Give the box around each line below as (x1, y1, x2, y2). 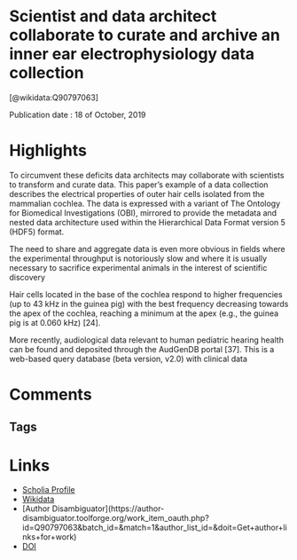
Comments (9, 384, 92, 405)
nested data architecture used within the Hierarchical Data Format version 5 (9, 217, 286, 227)
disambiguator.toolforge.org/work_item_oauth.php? (21, 513, 210, 524)
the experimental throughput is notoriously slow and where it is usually (9, 253, 268, 264)
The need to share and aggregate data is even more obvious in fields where (9, 243, 285, 254)
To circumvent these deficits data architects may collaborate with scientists (9, 170, 285, 180)
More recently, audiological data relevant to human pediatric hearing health (9, 335, 284, 345)
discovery (9, 272, 46, 282)
